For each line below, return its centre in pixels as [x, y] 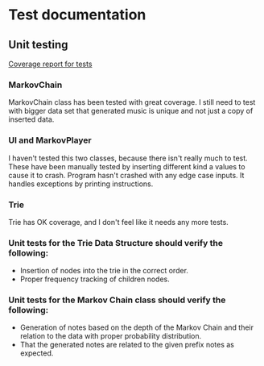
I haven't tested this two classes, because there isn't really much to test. [128, 158]
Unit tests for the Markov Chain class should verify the [117, 300]
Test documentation [77, 15]
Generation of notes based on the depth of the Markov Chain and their [137, 327]
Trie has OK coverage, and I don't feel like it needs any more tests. [119, 222]
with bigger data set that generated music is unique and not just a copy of [131, 111]
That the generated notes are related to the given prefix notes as [127, 345]
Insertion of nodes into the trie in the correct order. [104, 271]
